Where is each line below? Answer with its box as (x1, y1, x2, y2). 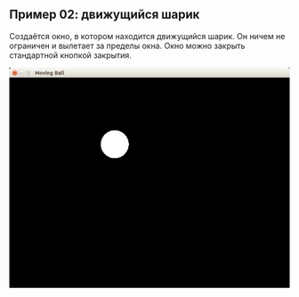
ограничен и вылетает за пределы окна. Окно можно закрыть (9, 40, 246, 51)
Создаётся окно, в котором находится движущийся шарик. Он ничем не (9, 30, 286, 41)
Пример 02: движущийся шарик (9, 7, 200, 22)
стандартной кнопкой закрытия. (9, 49, 132, 61)
